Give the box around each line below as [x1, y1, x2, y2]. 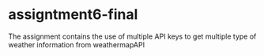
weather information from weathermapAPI [8, 39, 145, 49]
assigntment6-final [8, 6, 138, 24]
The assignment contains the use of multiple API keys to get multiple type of [8, 32, 257, 41]
